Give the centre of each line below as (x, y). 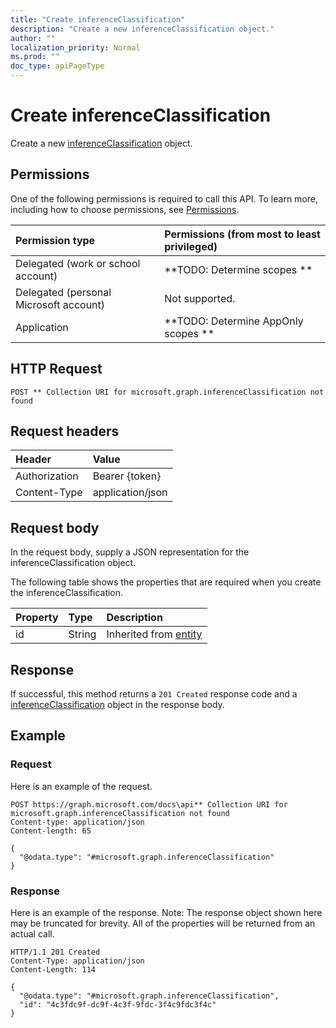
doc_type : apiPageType (57, 66)
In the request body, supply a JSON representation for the (130, 552)
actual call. (32, 933)
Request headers (65, 431)
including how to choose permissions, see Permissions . (125, 209)
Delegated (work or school (78, 263)
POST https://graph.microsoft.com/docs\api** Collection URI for (149, 804)
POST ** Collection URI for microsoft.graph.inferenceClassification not (167, 392)
